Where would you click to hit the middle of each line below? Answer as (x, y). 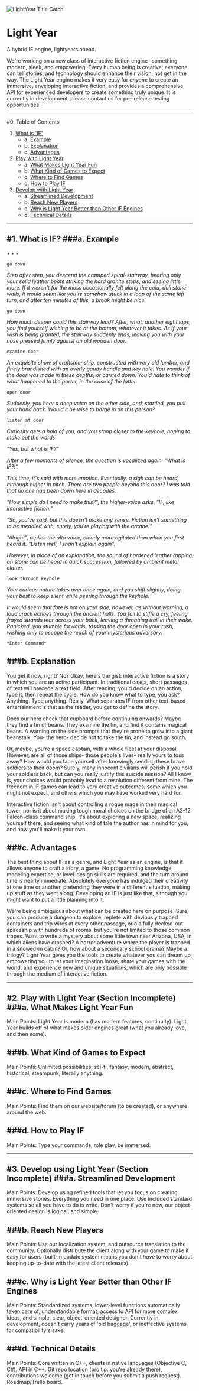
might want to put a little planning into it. (56, 900)
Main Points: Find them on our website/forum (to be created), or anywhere (97, 1106)
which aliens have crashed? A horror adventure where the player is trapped (98, 942)
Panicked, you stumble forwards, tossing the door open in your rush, (90, 626)
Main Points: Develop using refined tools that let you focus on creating (92, 1192)
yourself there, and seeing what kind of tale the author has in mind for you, (97, 823)
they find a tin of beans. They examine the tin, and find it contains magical (97, 724)
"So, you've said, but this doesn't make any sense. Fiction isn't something (97, 519)
